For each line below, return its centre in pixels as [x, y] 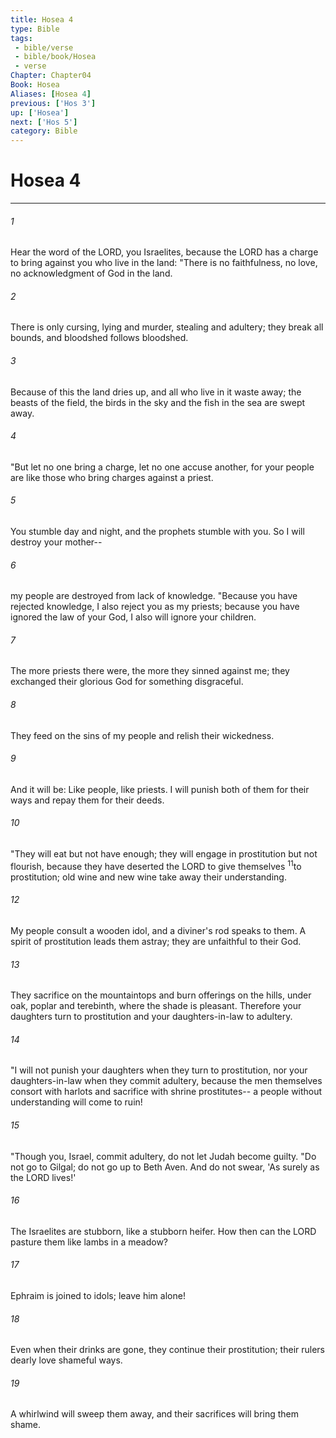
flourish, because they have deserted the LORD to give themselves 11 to [156, 865]
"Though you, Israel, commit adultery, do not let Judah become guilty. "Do [163, 1156]
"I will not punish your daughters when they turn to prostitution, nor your [159, 1070]
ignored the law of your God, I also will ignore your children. [133, 617]
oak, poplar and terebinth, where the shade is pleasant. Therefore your [156, 1006]
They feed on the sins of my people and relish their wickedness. [142, 735]
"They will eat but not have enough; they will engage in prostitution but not [164, 854]
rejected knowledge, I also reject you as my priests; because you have [155, 607]
